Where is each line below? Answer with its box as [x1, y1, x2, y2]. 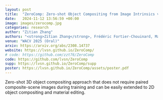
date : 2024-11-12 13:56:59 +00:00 [5, 16, 79, 21]
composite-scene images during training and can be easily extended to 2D [5, 84, 154, 90]
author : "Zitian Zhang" [5, 30, 53, 34]
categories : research [5, 25, 49, 30]
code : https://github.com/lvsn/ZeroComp [5, 57, 88, 62]
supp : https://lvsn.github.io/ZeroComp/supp [5, 61, 97, 66]
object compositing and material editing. [5, 89, 86, 95]
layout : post [5, 7, 32, 12]
